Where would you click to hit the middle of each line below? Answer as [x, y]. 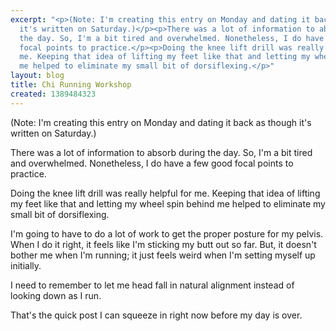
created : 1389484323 [53, 94]
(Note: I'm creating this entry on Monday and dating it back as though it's [161, 122]
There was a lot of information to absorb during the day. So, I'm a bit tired [161, 152]
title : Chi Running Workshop [71, 85]
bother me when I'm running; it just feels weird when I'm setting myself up [163, 255]
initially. [26, 265]
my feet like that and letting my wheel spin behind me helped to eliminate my [168, 203]
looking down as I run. [56, 295]
